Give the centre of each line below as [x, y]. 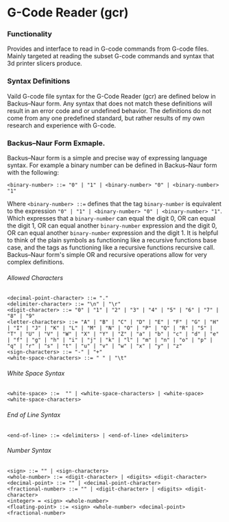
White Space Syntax [36, 373]
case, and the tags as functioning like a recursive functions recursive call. [111, 247]
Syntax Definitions [39, 82]
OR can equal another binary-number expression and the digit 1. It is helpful [113, 233]
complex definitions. [36, 262]
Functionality [30, 34]
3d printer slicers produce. [45, 64]
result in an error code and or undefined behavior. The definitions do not [109, 110]
